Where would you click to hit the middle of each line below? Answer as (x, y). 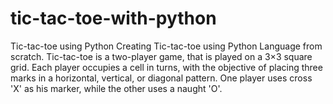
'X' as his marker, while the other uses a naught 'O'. (116, 88)
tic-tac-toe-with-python (113, 18)
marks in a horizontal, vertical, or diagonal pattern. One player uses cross (161, 78)
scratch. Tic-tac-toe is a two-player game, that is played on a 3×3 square (161, 56)
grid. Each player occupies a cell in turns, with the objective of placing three (166, 67)
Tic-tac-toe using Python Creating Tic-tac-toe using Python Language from (166, 46)
